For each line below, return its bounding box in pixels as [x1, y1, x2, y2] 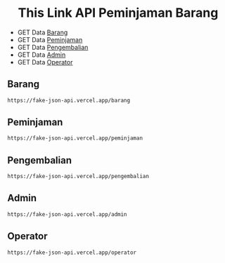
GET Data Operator [17, 58, 73, 66]
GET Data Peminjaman [17, 35, 83, 43]
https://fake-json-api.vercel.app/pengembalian [7, 173, 150, 180]
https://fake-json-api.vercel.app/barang [7, 97, 131, 104]
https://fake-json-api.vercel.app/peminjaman [7, 135, 143, 142]
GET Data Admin [17, 50, 66, 59]
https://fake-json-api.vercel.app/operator [7, 249, 137, 256]
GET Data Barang [17, 28, 68, 36]
